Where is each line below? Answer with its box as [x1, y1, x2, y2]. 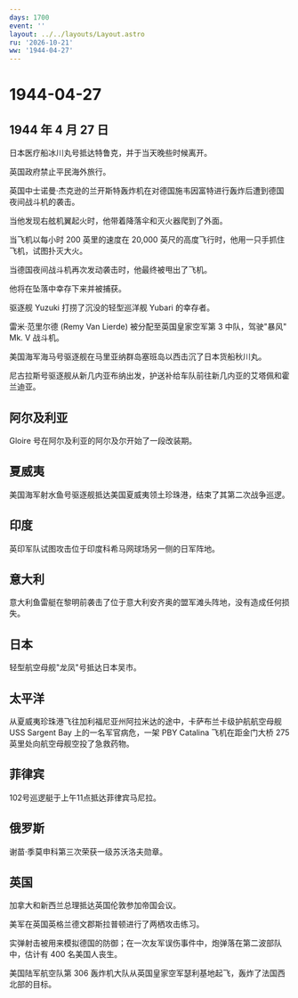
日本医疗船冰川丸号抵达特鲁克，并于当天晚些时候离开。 [9, 148, 212, 159]
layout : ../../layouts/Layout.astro [9, 29, 145, 38]
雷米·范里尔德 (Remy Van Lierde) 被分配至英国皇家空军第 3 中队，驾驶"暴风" [9, 322, 287, 332]
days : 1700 [9, 12, 50, 22]
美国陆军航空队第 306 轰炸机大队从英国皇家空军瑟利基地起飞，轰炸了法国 [9, 968, 278, 978]
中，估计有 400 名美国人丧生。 [9, 949, 123, 960]
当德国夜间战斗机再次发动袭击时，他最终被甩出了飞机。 [9, 265, 212, 275]
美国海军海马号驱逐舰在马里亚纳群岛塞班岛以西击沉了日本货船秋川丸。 [9, 351, 267, 362]
